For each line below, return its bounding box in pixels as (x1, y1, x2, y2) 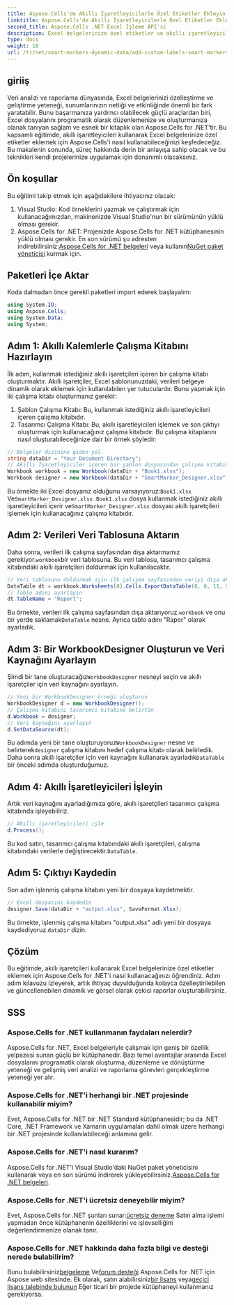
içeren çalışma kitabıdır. (17, 413, 86, 421)
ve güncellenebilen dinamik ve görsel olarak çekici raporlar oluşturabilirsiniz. (7, 986, 226, 995)
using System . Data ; (7, 314, 64, 321)
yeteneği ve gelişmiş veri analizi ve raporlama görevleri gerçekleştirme (7, 1066, 210, 1074)
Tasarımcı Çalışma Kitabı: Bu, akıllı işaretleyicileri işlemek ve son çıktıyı (17, 420, 219, 429)
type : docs (7, 36, 39, 43)
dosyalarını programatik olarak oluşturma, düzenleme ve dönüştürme (7, 1058, 205, 1067)
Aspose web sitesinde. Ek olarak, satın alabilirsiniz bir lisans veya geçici (7, 1275, 210, 1283)
